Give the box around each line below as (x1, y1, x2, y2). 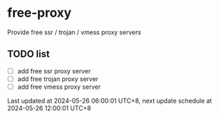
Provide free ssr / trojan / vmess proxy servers (7, 28, 141, 36)
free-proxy (7, 5, 72, 21)
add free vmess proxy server (17, 82, 101, 91)
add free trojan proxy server (17, 75, 99, 83)
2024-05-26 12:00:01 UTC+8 (7, 103, 92, 112)
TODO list (7, 48, 50, 60)
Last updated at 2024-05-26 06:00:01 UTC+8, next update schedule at (7, 96, 212, 105)
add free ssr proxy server (17, 66, 91, 75)
